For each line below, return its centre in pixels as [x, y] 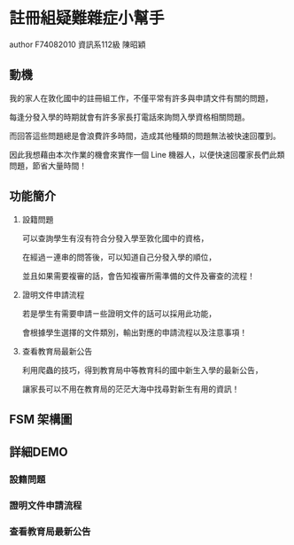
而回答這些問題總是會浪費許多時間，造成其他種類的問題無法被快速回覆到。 [145, 136]
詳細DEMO [39, 452]
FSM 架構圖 [41, 419]
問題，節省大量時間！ [48, 166]
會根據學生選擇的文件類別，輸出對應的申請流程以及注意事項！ [135, 332]
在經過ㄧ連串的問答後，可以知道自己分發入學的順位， [119, 257]
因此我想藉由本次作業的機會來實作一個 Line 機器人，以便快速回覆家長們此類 [147, 154]
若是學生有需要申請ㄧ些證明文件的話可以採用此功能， [119, 313]
